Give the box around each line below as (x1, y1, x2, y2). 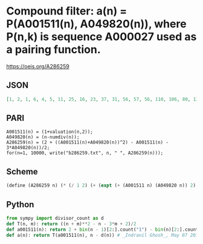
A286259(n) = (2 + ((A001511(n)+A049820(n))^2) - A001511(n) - (6, 140, 169, 146)
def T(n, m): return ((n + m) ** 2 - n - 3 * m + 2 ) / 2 (6, 220, 137, 227)
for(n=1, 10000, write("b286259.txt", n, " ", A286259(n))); (6, 150, 164, 156)
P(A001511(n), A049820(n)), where (6, 17, 187, 31)
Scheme (6, 166, 38, 176)
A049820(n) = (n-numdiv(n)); (6, 134, 80, 140)
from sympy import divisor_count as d (6, 215, 104, 221)
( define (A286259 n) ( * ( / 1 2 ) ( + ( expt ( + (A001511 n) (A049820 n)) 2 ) (6, 182, 196, 188)
